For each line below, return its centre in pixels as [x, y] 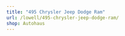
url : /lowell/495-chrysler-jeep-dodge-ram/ [63, 18]
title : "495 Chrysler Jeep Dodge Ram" [56, 12]
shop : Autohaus [26, 23]
